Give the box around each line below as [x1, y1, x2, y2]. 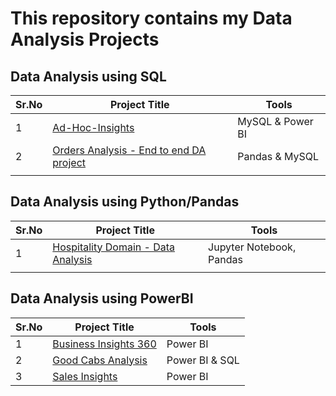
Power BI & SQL [166, 353, 240, 367]
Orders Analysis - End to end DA [52, 143, 207, 157]
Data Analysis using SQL [10, 68, 167, 85]
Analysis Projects [10, 28, 160, 51]
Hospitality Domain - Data [52, 240, 176, 254]
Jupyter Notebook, [208, 240, 297, 254]
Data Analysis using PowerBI [10, 290, 194, 307]
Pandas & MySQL [237, 150, 320, 163]
